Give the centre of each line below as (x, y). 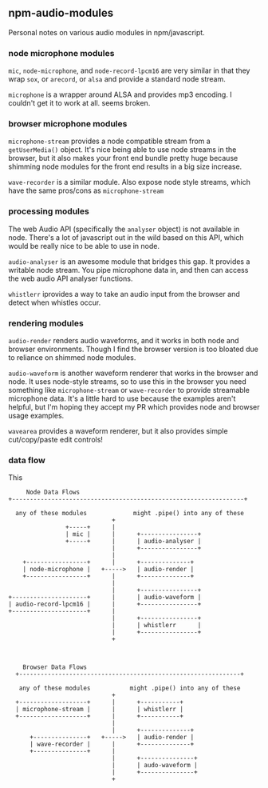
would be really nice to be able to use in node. (84, 246)
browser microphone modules (68, 124)
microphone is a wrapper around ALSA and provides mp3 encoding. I (120, 94)
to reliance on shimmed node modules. (72, 358)
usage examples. (36, 416)
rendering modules (46, 323)
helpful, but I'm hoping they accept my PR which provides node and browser (134, 407)
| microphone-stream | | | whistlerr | (99, 710)
